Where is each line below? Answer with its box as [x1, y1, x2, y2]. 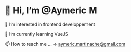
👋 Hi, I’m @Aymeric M [5, 5, 97, 16]
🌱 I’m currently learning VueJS [5, 31, 69, 37]
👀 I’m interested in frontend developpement [5, 21, 95, 27]
